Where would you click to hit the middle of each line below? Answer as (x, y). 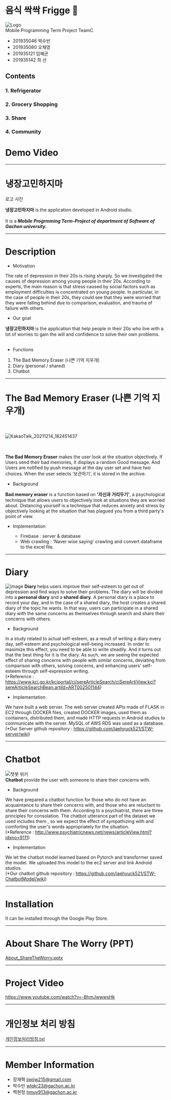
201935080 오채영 (32, 47)
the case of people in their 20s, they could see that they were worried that (83, 297)
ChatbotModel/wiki (25, 878)
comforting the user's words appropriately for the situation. (67, 827)
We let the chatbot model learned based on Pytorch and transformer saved (84, 857)
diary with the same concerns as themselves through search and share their (85, 613)
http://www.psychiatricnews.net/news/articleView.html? (93, 832)
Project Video (35, 983)
